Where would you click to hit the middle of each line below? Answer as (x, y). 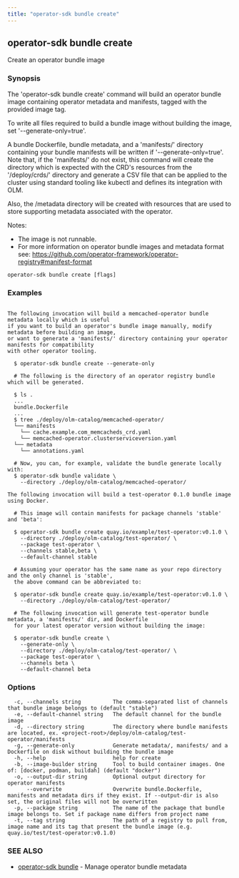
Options (21, 687)
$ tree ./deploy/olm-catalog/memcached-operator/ (89, 420)
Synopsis (24, 78)
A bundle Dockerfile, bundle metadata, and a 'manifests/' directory (105, 144)
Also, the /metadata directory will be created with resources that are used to (119, 203)
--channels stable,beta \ (59, 551)
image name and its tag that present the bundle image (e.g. (100, 827)
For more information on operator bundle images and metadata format (121, 246)
